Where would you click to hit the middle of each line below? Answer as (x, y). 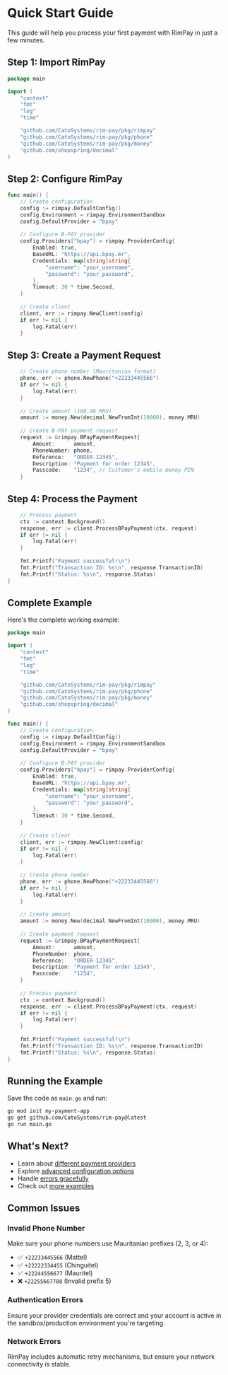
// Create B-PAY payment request (69, 431)
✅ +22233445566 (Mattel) (52, 1258)
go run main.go (30, 1125)
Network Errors (34, 1341)
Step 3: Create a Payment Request (84, 355)
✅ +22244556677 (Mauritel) (55, 1273)
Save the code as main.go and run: (58, 1098)
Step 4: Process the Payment (72, 499)
